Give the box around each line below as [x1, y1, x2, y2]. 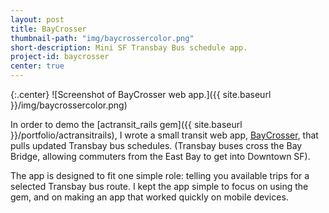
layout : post [10, 14, 65, 25]
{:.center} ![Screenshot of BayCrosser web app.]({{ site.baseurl [10, 89, 272, 100]
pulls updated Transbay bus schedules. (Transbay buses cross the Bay [10, 140, 303, 151]
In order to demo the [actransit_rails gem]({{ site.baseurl [10, 119, 243, 130]
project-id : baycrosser [10, 52, 110, 62]
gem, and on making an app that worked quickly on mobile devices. [10, 191, 289, 203]
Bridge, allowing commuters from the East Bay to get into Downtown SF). [10, 151, 311, 162]
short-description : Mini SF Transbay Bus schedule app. [10, 42, 248, 53]
